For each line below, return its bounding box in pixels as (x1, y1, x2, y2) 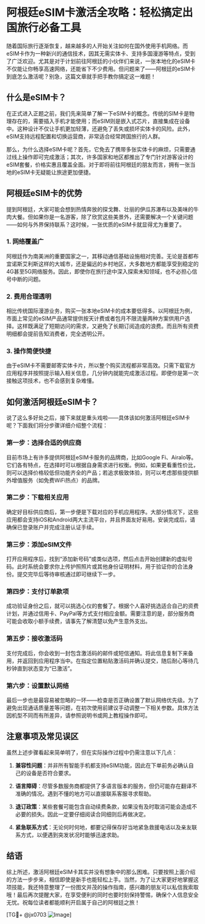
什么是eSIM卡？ (6, 92, 67, 103)
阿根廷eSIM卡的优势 (6, 188, 82, 198)
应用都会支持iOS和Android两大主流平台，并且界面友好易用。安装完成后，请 (6, 515, 195, 523)
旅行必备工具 (17, 21, 82, 35)
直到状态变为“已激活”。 (16, 664, 76, 672)
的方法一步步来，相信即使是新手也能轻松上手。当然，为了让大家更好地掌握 (6, 876, 193, 883)
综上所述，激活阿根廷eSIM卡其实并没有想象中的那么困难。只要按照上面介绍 (6, 868, 196, 875)
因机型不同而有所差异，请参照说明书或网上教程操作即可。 (6, 712, 151, 719)
